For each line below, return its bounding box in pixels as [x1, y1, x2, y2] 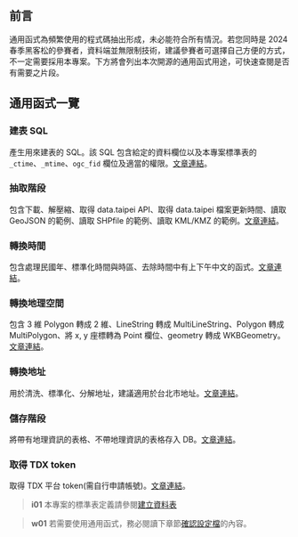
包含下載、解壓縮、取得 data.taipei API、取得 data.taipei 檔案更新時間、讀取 [9, 204, 287, 215]
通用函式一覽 [9, 96, 80, 111]
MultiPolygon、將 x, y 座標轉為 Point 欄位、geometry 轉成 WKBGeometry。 [9, 330, 286, 341]
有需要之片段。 [9, 67, 64, 77]
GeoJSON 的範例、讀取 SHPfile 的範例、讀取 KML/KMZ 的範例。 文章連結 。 [9, 215, 285, 225]
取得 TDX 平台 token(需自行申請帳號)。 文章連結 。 [9, 480, 190, 492]
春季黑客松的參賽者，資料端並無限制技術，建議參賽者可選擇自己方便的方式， [9, 45, 290, 55]
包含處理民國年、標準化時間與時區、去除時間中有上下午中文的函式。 [9, 262, 259, 273]
